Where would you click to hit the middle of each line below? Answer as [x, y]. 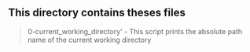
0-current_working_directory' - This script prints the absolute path [135, 31]
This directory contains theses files [97, 13]
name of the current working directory [89, 40]
